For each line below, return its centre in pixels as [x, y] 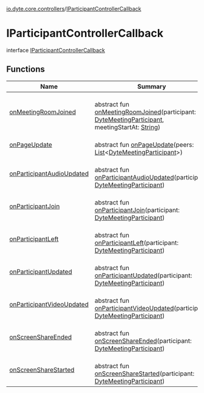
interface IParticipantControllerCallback [56, 50]
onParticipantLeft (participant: [137, 243]
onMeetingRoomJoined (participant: [145, 112]
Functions [26, 69]
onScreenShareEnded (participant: [143, 341]
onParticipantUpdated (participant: [143, 275]
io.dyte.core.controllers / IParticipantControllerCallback [74, 9]
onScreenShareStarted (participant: [144, 374]
